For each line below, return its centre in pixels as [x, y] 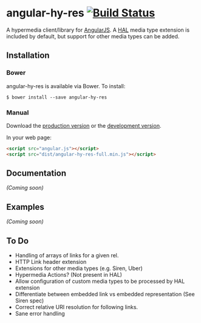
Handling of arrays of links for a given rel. [67, 255]
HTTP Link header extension [51, 262]
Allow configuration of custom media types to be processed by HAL [100, 281]
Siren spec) [29, 300]
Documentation [36, 173]
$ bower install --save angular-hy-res [57, 97]
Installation [28, 56]
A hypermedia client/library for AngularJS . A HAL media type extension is [98, 30]
